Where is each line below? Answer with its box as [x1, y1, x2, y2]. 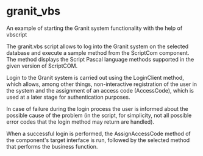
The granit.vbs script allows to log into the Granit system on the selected [6, 43, 189, 50]
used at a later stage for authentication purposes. [6, 93, 130, 101]
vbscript [6, 30, 27, 38]
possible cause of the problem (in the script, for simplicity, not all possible [6, 112, 192, 119]
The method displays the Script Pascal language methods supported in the [6, 55, 194, 63]
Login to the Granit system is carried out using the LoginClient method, [6, 74, 184, 81]
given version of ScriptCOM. [6, 62, 78, 69]
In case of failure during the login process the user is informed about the [6, 105, 188, 112]
